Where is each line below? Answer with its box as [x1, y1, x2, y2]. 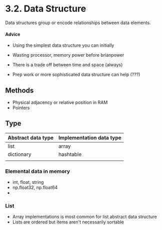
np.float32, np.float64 [12, 184, 58, 191]
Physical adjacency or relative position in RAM [12, 99, 108, 105]
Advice [5, 31, 20, 37]
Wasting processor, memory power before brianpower [12, 52, 124, 58]
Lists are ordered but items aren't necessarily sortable [12, 219, 124, 225]
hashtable [58, 151, 82, 158]
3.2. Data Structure [5, 3, 86, 15]
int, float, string [12, 179, 44, 185]
